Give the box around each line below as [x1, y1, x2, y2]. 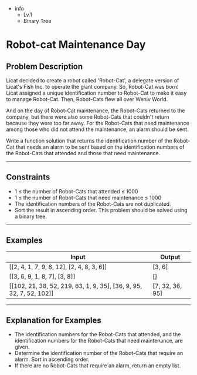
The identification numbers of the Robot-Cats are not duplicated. [14, 200, 171, 207]
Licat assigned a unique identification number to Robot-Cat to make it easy [6, 89, 187, 96]
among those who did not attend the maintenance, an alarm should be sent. [6, 126, 189, 133]
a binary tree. [14, 213, 47, 220]
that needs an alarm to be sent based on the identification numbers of [15, 143, 185, 150]
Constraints [6, 172, 50, 182]
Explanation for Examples [6, 316, 101, 326]
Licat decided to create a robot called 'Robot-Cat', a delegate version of [6, 77, 179, 84]
